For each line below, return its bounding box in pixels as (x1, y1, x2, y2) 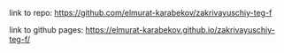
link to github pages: (9, 25, 84, 34)
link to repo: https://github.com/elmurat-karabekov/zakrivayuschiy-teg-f (9, 8, 272, 18)
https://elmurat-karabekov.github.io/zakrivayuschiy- (85, 25, 276, 34)
